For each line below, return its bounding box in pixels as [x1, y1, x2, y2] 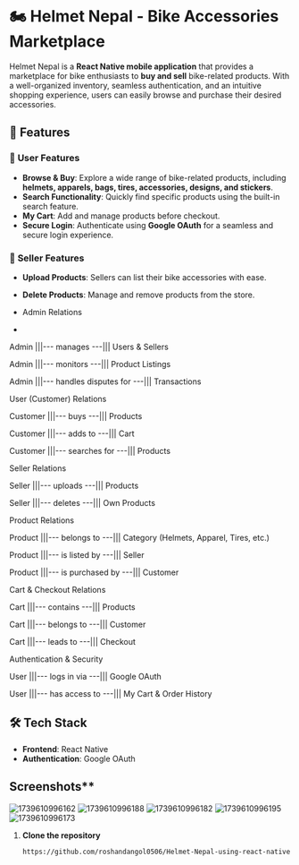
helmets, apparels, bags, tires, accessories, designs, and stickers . [21, 182, 274, 193]
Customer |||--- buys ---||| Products [9, 410, 143, 421]
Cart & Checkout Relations [9, 584, 106, 595]
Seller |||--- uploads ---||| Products [9, 480, 139, 491]
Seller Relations [9, 462, 67, 474]
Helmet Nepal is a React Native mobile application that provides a [9, 61, 254, 72]
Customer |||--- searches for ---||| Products [9, 445, 171, 456]
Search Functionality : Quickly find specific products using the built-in [21, 191, 280, 201]
